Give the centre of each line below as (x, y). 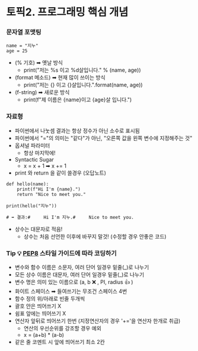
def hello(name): (28, 184)
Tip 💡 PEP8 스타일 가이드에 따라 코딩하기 (61, 253)
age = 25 (17, 51)
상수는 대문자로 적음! (39, 229)
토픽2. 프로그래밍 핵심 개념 (67, 12)
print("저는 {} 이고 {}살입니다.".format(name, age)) (83, 85)
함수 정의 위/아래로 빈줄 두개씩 (50, 299)
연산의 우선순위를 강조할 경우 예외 (63, 329)
